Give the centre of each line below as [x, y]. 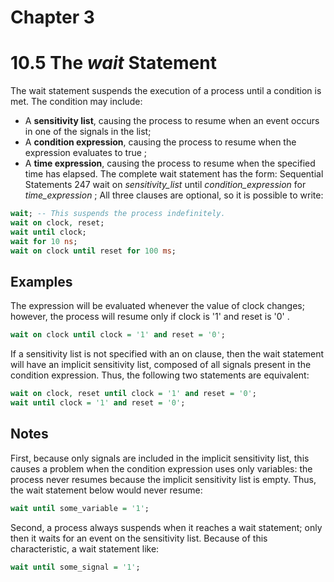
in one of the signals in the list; [88, 132]
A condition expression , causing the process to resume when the [160, 142]
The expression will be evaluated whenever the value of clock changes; [157, 306]
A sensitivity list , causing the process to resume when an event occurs [172, 121]
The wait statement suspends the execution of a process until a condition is [166, 91]
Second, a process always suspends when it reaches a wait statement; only [166, 527]
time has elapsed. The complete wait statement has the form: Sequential [174, 174]
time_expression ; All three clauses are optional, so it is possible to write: [174, 195]
